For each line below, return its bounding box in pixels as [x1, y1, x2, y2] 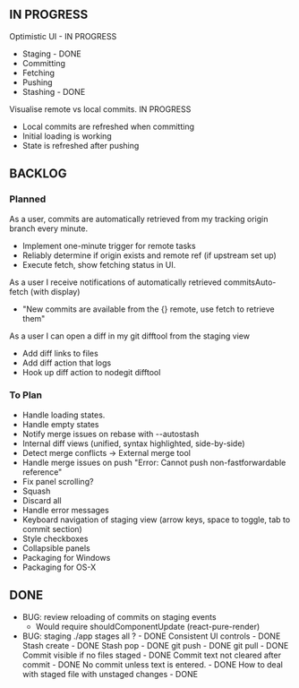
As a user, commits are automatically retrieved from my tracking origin [9, 213, 269, 224]
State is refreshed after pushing [21, 140, 140, 150]
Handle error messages [21, 504, 109, 515]
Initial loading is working [21, 130, 112, 142]
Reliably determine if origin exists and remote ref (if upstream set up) [21, 250, 278, 261]
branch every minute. [9, 223, 88, 234]
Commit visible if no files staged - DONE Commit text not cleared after [21, 649, 282, 660]
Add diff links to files [21, 348, 98, 358]
